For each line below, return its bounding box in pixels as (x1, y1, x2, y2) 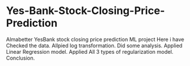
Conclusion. (6, 54, 35, 61)
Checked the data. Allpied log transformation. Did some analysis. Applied (6, 42, 183, 49)
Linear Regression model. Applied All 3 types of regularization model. (6, 48, 174, 55)
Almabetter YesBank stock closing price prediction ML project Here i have (6, 36, 185, 43)
